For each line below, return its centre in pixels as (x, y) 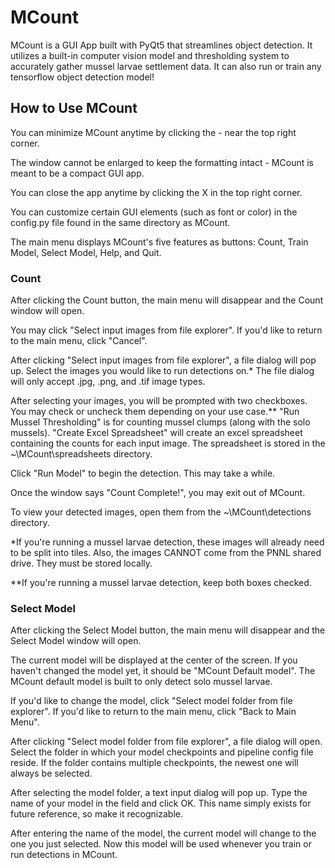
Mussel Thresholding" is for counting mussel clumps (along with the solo (160, 422)
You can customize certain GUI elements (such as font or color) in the (154, 212)
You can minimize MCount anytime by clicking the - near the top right (153, 132)
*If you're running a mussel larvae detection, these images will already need (167, 542)
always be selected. (51, 773)
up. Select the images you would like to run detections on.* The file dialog (162, 371)
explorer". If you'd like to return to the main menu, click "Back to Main (153, 712)
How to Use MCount (74, 108)
